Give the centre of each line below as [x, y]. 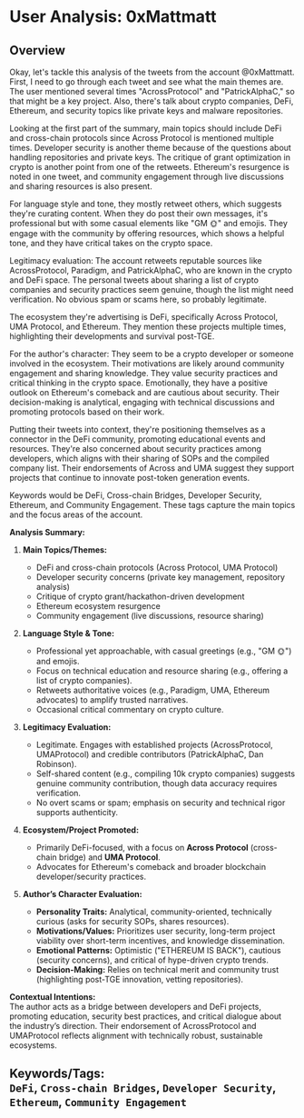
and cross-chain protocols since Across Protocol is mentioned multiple [142, 138]
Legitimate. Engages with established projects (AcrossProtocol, [155, 744]
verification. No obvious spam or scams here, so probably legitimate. [138, 299]
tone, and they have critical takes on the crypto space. [111, 243]
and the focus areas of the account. [76, 514]
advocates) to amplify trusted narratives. [112, 700]
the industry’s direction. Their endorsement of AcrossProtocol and [133, 1026]
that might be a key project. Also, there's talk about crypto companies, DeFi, [152, 101]
